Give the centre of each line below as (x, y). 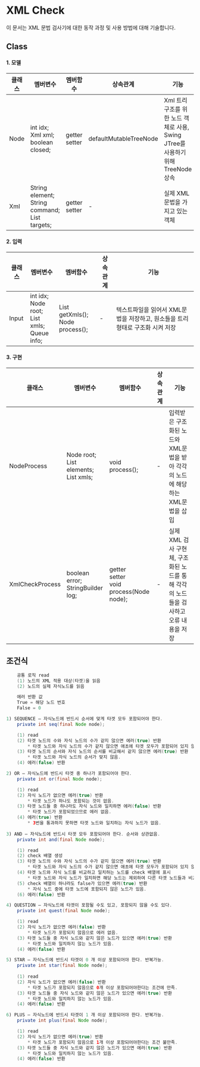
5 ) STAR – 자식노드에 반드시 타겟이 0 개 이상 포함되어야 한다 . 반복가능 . (85, 960)
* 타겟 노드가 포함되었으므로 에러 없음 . (70, 812)
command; (45, 210)
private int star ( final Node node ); (62, 966)
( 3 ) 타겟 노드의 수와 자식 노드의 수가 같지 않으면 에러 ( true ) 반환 (89, 861)
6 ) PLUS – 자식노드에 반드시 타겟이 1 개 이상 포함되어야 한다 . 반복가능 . (85, 1015)
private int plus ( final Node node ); (62, 1021)
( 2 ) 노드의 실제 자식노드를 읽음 (51, 686)
